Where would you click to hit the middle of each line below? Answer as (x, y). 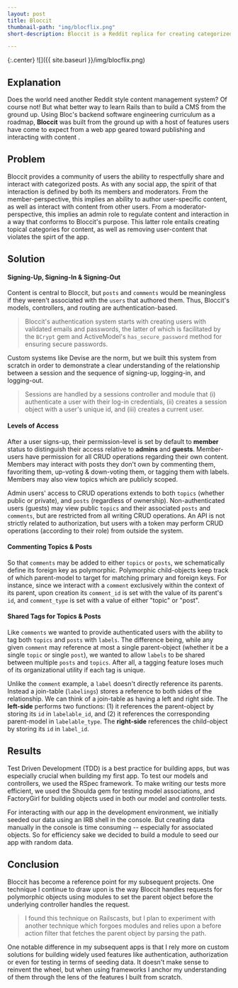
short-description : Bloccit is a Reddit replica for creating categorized (120, 34)
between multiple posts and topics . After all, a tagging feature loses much (115, 662)
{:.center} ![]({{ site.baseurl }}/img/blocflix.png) (76, 60)
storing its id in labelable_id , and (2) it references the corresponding (109, 714)
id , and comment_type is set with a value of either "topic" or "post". (103, 600)
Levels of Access (33, 426)
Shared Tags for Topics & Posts (54, 616)
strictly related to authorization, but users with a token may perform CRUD (115, 523)
